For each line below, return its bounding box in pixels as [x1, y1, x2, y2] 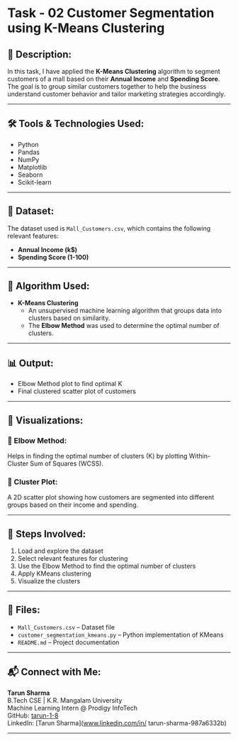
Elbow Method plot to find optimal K [17, 380, 123, 388]
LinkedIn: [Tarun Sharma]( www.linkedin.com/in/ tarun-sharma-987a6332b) [7, 718, 227, 727]
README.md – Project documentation [17, 637, 120, 647]
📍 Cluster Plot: [7, 477, 58, 487]
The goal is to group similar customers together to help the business [7, 82, 207, 90]
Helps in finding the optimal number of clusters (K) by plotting [7, 451, 188, 460]
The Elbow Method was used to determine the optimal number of [28, 322, 220, 330]
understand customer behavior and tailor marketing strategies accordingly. [7, 90, 226, 98]
